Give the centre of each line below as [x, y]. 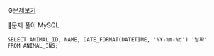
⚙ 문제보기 [22, 10]
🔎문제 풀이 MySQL [33, 25]
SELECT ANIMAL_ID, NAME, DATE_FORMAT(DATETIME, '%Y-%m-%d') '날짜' [107, 40]
